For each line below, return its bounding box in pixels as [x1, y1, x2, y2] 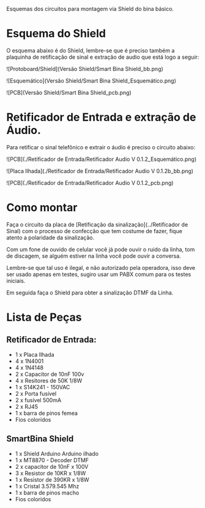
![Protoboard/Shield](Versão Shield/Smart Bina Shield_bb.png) [6, 65, 163, 72]
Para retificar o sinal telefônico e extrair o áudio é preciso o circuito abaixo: [6, 143, 196, 151]
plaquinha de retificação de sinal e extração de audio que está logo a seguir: [6, 53, 199, 61]
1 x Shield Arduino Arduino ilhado [15, 450, 99, 457]
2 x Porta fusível [15, 390, 57, 397]
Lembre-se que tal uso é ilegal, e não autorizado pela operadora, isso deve [6, 264, 196, 271]
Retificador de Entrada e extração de [6, 110, 196, 124]
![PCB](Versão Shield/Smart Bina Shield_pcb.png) [6, 89, 132, 96]
